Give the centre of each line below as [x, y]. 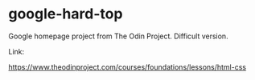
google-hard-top [66, 14]
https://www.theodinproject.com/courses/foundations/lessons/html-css [127, 67]
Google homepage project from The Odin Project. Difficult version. [118, 36]
